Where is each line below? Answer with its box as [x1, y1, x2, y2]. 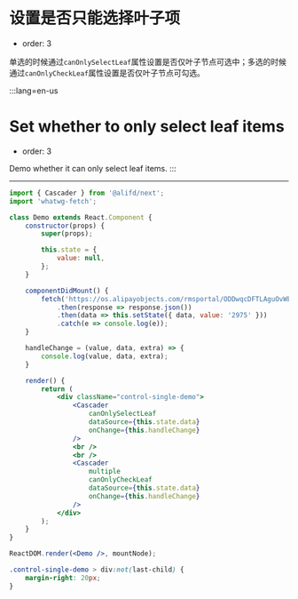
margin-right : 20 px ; [25, 573, 101, 582]
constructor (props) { [25, 221, 105, 230]
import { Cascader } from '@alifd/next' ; [9, 188, 165, 197]
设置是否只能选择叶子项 [9, 8, 181, 28]
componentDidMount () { [25, 286, 109, 295]
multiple [88, 467, 122, 476]
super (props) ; [41, 229, 93, 238]
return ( [41, 384, 74, 394]
